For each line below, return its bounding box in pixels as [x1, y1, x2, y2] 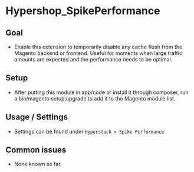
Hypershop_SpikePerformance [5, 4, 160, 18]
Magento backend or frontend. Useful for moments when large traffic [14, 50, 183, 57]
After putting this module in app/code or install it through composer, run [14, 89, 189, 96]
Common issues [5, 145, 67, 155]
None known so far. [14, 161, 62, 168]
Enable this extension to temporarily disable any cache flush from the [14, 43, 183, 50]
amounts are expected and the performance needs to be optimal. [14, 56, 173, 63]
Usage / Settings [5, 112, 68, 122]
